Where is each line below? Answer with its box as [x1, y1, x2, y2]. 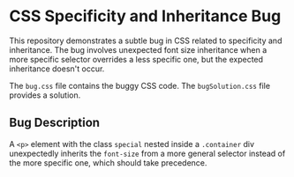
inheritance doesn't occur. [9, 63, 105, 74]
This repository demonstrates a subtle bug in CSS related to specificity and [9, 35, 283, 46]
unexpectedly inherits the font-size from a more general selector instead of [9, 148, 286, 159]
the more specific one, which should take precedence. [9, 157, 207, 168]
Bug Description [9, 115, 100, 130]
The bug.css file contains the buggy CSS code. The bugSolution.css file [9, 80, 271, 91]
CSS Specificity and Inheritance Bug [9, 6, 282, 26]
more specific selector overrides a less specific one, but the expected [9, 54, 263, 64]
